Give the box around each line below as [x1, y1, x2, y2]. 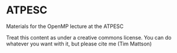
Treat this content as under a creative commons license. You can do [6, 34, 172, 41]
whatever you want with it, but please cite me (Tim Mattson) [6, 40, 152, 47]
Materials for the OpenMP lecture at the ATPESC [6, 23, 124, 30]
